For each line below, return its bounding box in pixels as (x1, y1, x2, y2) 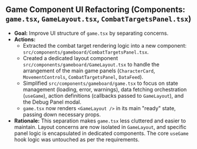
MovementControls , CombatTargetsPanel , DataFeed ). (22, 73, 144, 80)
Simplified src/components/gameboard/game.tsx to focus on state (22, 80, 178, 87)
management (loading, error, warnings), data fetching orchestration (22, 85, 187, 93)
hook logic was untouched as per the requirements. (14, 135, 140, 143)
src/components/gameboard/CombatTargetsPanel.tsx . (22, 48, 149, 55)
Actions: (14, 35, 36, 43)
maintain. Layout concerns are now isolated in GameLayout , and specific (14, 123, 187, 130)
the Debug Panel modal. (22, 98, 82, 105)
